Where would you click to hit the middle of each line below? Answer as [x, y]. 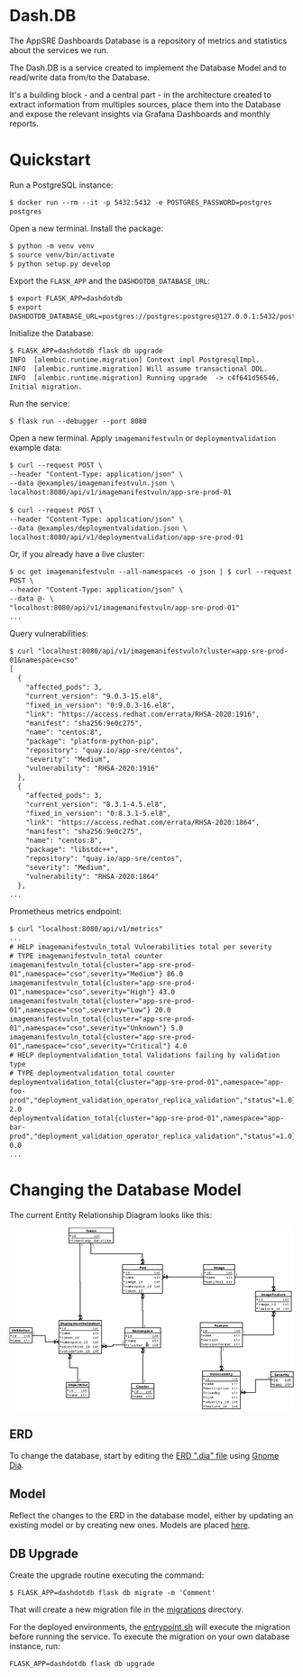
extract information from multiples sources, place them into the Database [145, 104]
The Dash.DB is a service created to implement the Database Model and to [148, 68]
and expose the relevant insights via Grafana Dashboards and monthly [140, 114]
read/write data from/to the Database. [80, 77]
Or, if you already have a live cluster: [77, 554]
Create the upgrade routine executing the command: [107, 1575]
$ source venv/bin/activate [62, 255]
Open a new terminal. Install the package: [87, 228]
